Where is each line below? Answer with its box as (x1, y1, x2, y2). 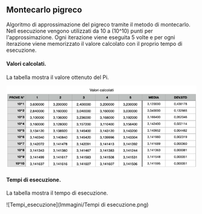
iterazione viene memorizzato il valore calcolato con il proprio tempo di (6, 40, 183, 47)
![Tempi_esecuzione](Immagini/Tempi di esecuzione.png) (6, 201, 149, 209)
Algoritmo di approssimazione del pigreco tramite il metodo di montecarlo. (6, 20, 191, 28)
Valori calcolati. (6, 60, 46, 68)
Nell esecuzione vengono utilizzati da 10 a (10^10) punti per (6, 27, 153, 34)
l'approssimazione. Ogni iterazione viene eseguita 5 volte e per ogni (6, 33, 175, 41)
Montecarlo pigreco (6, 5, 83, 15)
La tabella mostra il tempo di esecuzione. (6, 189, 109, 197)
